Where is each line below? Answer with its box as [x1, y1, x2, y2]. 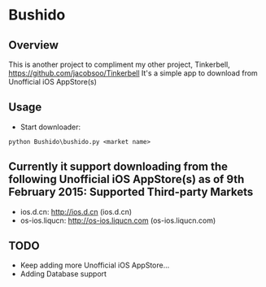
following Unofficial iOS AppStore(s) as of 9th [8, 172, 245, 186]
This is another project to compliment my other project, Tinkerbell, [8, 59, 230, 69]
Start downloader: [20, 122, 81, 132]
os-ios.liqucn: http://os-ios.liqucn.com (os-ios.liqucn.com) [20, 215, 216, 225]
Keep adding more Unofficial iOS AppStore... [20, 260, 170, 270]
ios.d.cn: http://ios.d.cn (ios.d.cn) [20, 207, 133, 216]
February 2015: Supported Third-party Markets [8, 185, 254, 199]
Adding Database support [20, 269, 107, 279]
